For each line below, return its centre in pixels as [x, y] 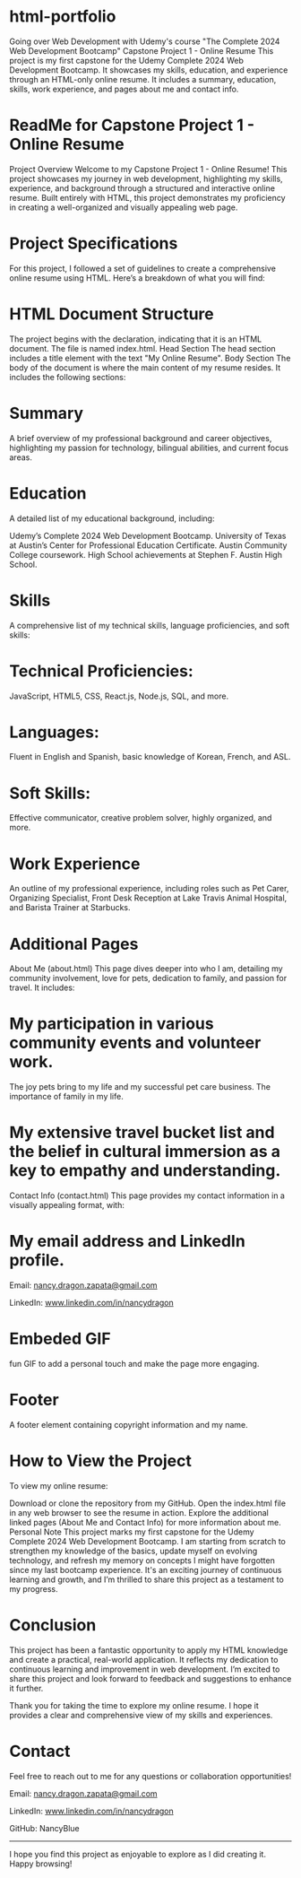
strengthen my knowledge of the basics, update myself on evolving [133, 1551]
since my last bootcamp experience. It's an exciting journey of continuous [146, 1569]
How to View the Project [101, 1461]
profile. [37, 1261]
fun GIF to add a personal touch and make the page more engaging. [134, 1364]
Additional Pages [74, 944]
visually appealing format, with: [67, 1205]
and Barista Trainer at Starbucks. [70, 908]
